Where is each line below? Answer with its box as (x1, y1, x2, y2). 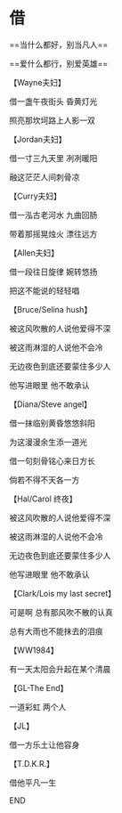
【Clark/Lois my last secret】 (9, 588, 117, 598)
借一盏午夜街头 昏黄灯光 (9, 95, 98, 107)
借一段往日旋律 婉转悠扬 (9, 266, 98, 277)
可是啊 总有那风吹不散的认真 (9, 606, 113, 617)
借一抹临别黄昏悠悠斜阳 (9, 418, 95, 428)
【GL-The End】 (9, 682, 69, 693)
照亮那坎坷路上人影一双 (9, 115, 95, 126)
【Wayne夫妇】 (9, 77, 67, 87)
